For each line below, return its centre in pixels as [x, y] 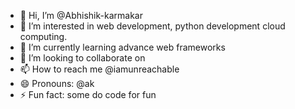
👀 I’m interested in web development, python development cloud [152, 26]
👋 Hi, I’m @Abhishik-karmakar [81, 15]
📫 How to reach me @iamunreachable [99, 69]
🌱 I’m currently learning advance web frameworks [122, 47]
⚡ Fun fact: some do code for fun [88, 94]
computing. [43, 36]
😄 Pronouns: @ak [57, 83]
